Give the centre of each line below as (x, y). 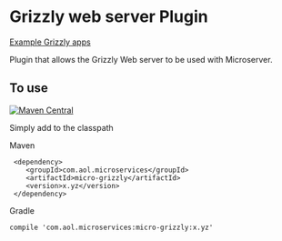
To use (29, 88)
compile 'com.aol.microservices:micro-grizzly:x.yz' (111, 227)
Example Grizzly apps (50, 42)
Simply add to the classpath (61, 127)
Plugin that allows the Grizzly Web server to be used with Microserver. (141, 59)
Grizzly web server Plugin (109, 17)
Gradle (22, 210)
